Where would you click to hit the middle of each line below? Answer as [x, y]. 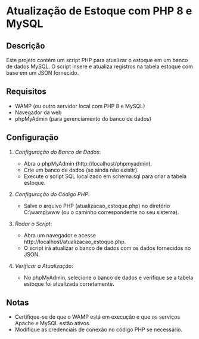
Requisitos [26, 92]
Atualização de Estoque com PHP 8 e [99, 11]
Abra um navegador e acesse [60, 235]
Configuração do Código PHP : [52, 194]
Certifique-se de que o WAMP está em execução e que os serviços [97, 317]
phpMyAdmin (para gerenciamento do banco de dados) [83, 118]
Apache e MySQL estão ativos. [53, 323]
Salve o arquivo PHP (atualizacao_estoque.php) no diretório [97, 206]
